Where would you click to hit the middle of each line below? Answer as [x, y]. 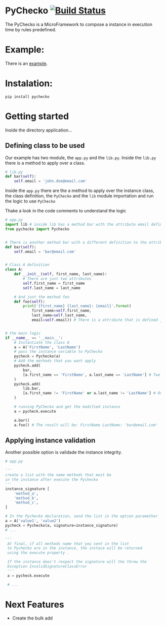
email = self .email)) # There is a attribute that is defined [95, 320]
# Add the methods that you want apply [55, 361]
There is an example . [26, 63]
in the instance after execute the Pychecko [52, 480]
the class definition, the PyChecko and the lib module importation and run [80, 196]
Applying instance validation [50, 440]
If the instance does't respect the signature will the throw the [77, 562]
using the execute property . [38, 553]
